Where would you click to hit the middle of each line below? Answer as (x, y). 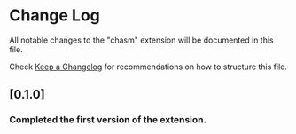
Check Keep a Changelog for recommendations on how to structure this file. (148, 67)
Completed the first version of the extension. (108, 120)
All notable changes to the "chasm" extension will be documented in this (141, 40)
